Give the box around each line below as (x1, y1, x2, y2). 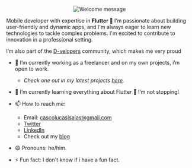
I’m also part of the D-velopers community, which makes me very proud (6, 47, 182, 55)
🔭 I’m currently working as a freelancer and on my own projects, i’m (14, 59, 180, 66)
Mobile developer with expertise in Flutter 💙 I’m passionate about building (6, 17, 187, 24)
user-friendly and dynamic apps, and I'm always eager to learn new (6, 24, 171, 30)
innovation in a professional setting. (6, 36, 93, 43)
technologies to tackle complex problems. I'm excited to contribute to (6, 30, 175, 37)
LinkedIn (23, 126, 45, 134)
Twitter (23, 121, 41, 127)
